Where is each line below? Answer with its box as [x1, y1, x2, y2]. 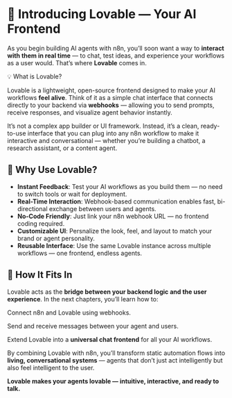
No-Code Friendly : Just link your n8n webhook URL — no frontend [17, 212, 209, 220]
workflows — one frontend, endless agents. [17, 249, 143, 257]
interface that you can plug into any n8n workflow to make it [27, 128, 199, 138]
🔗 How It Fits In [7, 269, 73, 281]
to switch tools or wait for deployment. [17, 190, 127, 198]
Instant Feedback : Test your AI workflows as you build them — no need [17, 182, 223, 190]
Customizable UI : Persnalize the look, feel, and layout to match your [17, 226, 213, 235]
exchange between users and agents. [48, 204, 157, 213]
